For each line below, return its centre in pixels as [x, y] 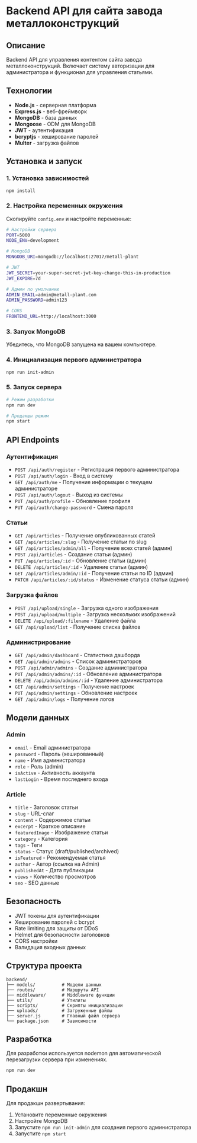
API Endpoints [33, 440]
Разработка [29, 1039]
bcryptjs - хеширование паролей [56, 136]
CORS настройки [36, 941]
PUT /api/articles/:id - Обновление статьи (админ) [80, 561]
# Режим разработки [30, 399]
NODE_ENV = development [33, 241]
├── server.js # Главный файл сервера [63, 1016]
